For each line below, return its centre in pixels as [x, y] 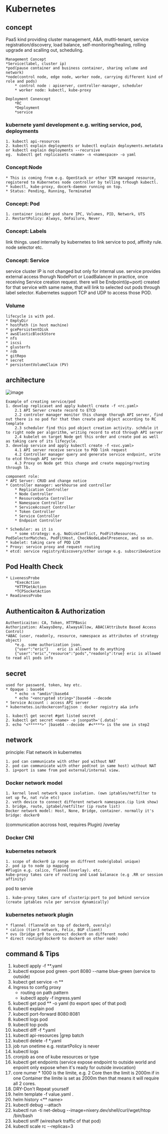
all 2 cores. [24, 1084]
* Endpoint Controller [38, 520]
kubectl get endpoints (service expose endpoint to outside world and [84, 1062]
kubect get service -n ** [38, 982]
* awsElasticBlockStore [31, 334]
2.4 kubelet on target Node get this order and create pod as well [87, 437]
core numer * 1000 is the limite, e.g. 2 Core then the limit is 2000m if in [86, 1073]
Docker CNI [20, 838]
